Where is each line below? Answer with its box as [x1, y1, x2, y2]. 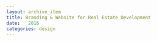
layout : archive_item [6, 8, 61, 15]
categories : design [6, 25, 56, 32]
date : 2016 [6, 20, 40, 26]
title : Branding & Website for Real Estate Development [6, 14, 151, 20]
